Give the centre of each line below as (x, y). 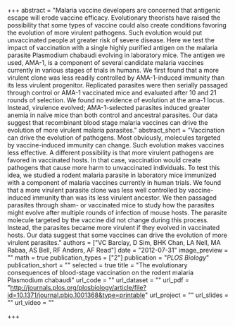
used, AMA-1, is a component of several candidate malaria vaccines (106, 62)
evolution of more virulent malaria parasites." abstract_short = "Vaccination (116, 130)
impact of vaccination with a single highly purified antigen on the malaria (113, 48)
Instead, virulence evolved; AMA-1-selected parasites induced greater (109, 108)
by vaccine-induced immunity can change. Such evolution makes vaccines (116, 145)
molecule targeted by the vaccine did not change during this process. (108, 220)
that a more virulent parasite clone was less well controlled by (97, 190)
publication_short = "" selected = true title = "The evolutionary (97, 265)
